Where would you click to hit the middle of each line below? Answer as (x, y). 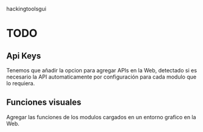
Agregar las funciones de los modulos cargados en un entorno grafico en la (101, 117)
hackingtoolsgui (27, 9)
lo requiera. (21, 83)
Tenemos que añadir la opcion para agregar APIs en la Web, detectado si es (101, 70)
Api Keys (24, 56)
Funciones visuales (44, 102)
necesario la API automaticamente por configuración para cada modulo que (101, 77)
